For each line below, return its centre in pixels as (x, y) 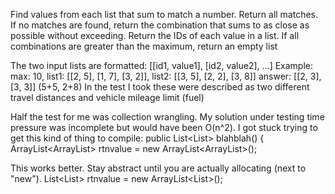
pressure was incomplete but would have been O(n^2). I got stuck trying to (164, 127)
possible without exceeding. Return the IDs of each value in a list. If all (155, 35)
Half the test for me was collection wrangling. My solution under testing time (167, 117)
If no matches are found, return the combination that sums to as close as (160, 25)
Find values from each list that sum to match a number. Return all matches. (164, 14)
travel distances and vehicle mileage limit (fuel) (107, 97)
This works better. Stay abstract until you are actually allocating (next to (158, 168)
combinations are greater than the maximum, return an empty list (144, 46)
